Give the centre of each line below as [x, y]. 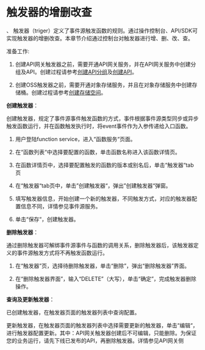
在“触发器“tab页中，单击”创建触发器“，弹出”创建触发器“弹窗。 [93, 185]
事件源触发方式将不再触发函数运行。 [62, 253]
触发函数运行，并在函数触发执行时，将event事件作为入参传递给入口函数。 [99, 126]
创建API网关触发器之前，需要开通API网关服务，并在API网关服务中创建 [103, 64]
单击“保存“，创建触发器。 [47, 219]
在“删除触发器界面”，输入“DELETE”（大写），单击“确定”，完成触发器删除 [106, 279]
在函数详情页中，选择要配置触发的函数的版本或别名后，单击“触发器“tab [104, 165]
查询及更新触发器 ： [31, 299]
